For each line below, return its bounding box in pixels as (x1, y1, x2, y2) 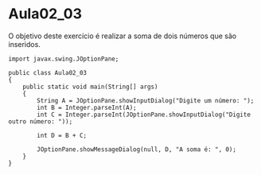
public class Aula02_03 (8, 68, 88, 76)
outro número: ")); (8, 117, 73, 126)
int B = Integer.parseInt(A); (37, 103, 137, 111)
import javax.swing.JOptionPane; (8, 55, 119, 63)
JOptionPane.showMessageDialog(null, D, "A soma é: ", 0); (37, 145, 237, 154)
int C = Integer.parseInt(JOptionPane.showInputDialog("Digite (37, 111, 251, 119)
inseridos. (8, 39, 41, 49)
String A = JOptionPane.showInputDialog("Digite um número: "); (37, 96, 255, 104)
